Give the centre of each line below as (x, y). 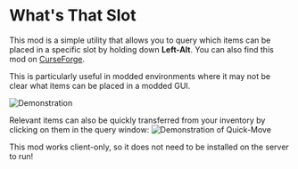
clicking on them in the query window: (79, 129)
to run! (21, 156)
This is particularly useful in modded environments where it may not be (140, 76)
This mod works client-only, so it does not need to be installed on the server (149, 147)
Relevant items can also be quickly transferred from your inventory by (137, 120)
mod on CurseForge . (47, 59)
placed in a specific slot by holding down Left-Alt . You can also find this (141, 49)
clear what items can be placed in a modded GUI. (100, 85)
